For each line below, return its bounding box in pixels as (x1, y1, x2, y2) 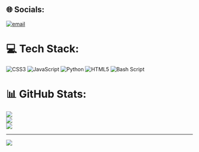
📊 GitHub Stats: (6, 87, 87, 101)
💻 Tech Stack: (6, 42, 79, 55)
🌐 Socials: (6, 5, 45, 15)
